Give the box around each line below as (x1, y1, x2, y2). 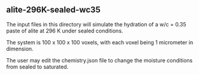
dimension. (6, 45, 34, 52)
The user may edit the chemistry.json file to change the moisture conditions (6, 56, 193, 64)
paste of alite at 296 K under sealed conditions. (6, 27, 123, 34)
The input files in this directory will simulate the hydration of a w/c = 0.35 (6, 20, 186, 28)
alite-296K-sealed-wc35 (6, 5, 101, 15)
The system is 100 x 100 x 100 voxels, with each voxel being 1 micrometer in (6, 38, 194, 46)
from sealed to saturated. (6, 63, 69, 70)
